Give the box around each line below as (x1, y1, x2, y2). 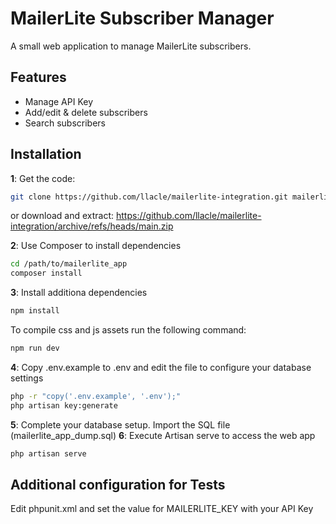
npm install (10, 306, 60, 316)
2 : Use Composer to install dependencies (10, 240, 182, 252)
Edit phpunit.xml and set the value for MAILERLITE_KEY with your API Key (10, 503, 314, 515)
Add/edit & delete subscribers (24, 106, 148, 118)
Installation (10, 146, 82, 163)
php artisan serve (10, 448, 87, 459)
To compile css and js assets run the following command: (10, 324, 247, 336)
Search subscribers (24, 117, 107, 129)
